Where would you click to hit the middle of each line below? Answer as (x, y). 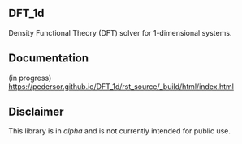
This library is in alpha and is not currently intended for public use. (120, 131)
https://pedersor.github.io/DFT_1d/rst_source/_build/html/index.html (121, 86)
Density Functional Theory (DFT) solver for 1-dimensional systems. (120, 32)
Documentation (49, 59)
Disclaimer (36, 112)
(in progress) (30, 78)
